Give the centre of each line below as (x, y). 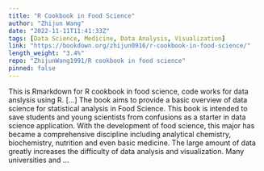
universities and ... (39, 160)
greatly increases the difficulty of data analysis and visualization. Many (126, 151)
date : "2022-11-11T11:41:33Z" (59, 31)
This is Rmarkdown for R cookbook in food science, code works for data (128, 91)
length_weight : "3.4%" (46, 53)
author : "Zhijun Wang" (46, 23)
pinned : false (32, 69)
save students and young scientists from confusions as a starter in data (127, 117)
